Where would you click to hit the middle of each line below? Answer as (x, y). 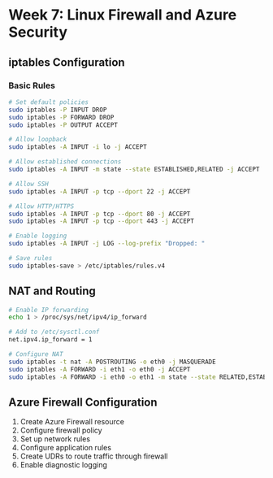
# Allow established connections (65, 162)
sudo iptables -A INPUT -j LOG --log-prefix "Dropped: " (107, 244)
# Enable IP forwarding (49, 310)
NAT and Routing (52, 291)
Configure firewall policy (61, 430)
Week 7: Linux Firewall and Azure (123, 15)
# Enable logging (38, 236)
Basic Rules (32, 85)
